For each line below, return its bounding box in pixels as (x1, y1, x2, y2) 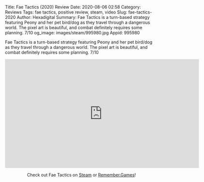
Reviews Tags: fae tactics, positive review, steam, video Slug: (5, 9, 127, 15)
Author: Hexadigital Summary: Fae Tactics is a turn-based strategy (16, 15, 150, 20)
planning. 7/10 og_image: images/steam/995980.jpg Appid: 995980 (5, 30, 140, 35)
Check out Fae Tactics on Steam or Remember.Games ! (27, 172, 136, 178)
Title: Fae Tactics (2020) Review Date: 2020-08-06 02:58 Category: (5, 4, 141, 10)
